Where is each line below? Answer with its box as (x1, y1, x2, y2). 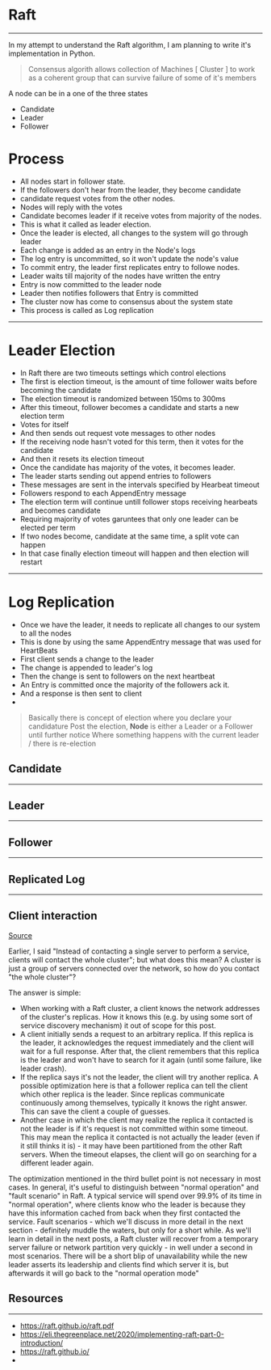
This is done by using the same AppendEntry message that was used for (19, 636, 262, 646)
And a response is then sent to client (19, 688, 143, 698)
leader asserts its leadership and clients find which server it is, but (8, 1259, 229, 1269)
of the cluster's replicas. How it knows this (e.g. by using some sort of (19, 1012, 253, 1021)
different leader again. (19, 1158, 94, 1168)
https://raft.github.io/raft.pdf (19, 1321, 115, 1330)
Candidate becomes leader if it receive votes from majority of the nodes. (19, 210, 262, 220)
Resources (8, 1292, 64, 1305)
